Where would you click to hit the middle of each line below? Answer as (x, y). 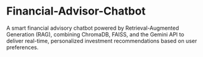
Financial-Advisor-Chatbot (76, 11)
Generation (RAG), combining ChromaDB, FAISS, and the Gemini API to (95, 34)
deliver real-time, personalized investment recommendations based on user (102, 41)
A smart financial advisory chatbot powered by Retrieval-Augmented (93, 28)
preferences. (22, 47)
